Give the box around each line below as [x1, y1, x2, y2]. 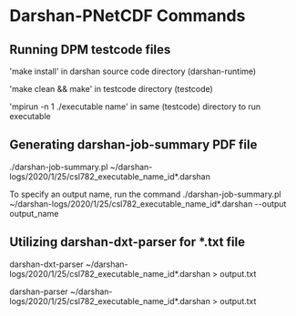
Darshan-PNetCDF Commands [9, 5, 246, 26]
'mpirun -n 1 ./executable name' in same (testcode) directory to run [9, 101, 261, 112]
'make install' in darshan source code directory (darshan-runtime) [9, 66, 257, 76]
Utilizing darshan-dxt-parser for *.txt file [9, 234, 246, 250]
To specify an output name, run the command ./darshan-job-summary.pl [9, 189, 281, 199]
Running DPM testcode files [9, 42, 171, 57]
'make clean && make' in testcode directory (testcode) [9, 84, 214, 94]
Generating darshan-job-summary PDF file [9, 138, 258, 153]
